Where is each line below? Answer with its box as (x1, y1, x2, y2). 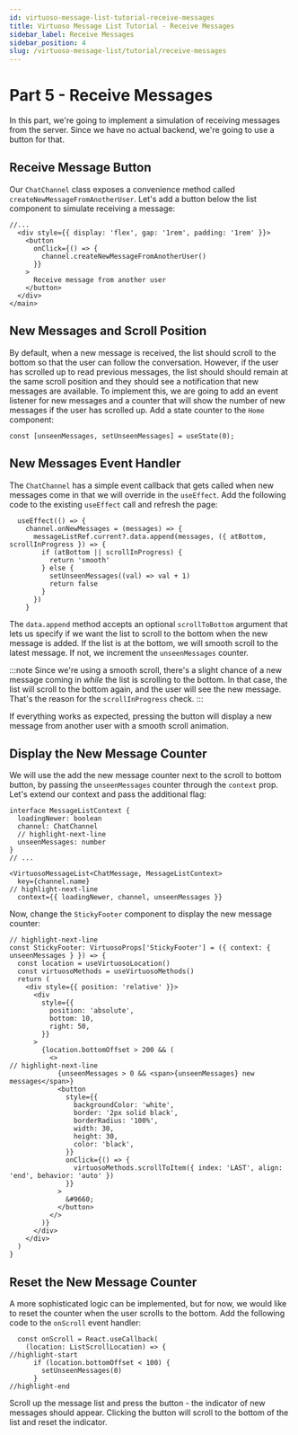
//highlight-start (9, 1351, 78, 1360)
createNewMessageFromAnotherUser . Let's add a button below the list (9, 193, 258, 204)
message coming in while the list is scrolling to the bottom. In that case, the (9, 674, 287, 685)
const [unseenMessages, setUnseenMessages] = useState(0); (9, 431, 235, 440)
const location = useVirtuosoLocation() (17, 959, 171, 969)
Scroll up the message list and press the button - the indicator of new (9, 1398, 267, 1409)
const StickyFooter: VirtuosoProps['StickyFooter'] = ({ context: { (9, 943, 271, 952)
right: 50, (48, 1022, 91, 1032)
